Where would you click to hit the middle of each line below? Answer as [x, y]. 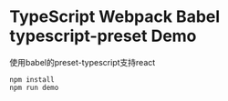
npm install [32, 79]
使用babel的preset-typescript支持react [83, 62]
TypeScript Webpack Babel [115, 17]
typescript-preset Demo [103, 36]
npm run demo [34, 87]
